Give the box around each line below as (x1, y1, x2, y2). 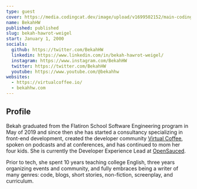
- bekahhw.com (11, 85, 46, 91)
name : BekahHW (6, 19, 41, 25)
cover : (6, 14, 22, 20)
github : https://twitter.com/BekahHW (11, 47, 104, 53)
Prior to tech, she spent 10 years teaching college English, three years (6, 158, 175, 166)
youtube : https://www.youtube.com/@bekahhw (11, 69, 119, 75)
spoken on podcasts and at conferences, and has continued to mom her (6, 141, 181, 148)
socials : (6, 42, 28, 48)
